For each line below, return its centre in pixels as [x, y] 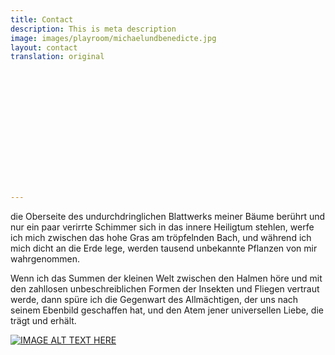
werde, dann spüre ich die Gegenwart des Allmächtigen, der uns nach [154, 300]
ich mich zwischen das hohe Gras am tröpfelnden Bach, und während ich [161, 238]
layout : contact [44, 47]
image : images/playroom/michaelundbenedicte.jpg [113, 38]
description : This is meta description [93, 29]
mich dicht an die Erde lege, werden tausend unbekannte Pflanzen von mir [164, 248]
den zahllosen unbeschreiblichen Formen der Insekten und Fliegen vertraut [165, 289]
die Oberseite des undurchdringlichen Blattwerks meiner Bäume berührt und [168, 217]
